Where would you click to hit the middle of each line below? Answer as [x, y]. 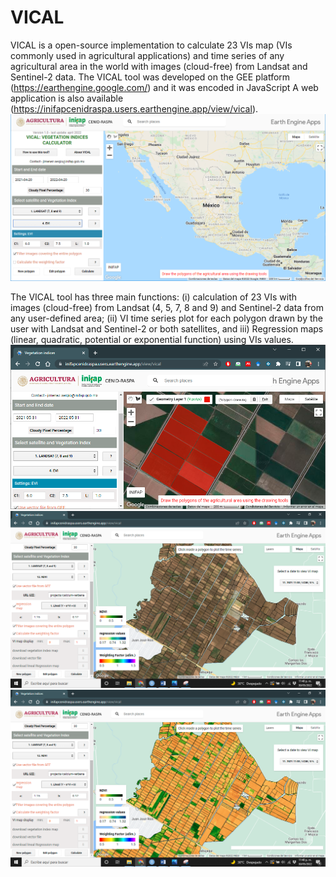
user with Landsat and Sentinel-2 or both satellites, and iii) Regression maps [167, 329]
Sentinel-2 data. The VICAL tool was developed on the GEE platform [150, 77]
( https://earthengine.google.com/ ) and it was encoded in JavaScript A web [164, 87]
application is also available [67, 98]
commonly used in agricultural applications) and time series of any [147, 55]
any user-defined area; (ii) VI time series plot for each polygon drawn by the [166, 318]
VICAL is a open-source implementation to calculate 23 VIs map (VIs [151, 45]
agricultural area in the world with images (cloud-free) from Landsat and [159, 66]
